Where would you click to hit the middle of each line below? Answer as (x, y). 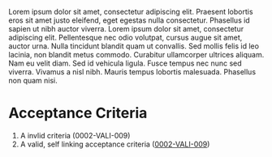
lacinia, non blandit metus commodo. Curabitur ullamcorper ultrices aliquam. (136, 55)
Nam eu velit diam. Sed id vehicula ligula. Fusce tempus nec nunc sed (125, 63)
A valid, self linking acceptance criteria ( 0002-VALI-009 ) (115, 144)
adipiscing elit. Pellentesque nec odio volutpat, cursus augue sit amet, (125, 37)
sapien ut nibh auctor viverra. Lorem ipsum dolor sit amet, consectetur (126, 29)
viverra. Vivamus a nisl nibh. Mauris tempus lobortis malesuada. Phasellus (132, 72)
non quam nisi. (33, 81)
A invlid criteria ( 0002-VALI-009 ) (75, 135)
